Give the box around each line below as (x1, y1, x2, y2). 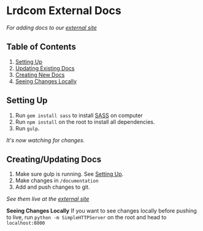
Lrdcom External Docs (6, 4, 121, 18)
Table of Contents (6, 42, 77, 52)
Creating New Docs (15, 71, 65, 78)
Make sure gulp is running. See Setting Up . (15, 170, 124, 178)
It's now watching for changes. (6, 136, 85, 144)
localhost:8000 (6, 220, 45, 227)
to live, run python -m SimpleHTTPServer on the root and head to (6, 214, 167, 221)
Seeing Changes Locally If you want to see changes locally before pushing (6, 207, 197, 214)
